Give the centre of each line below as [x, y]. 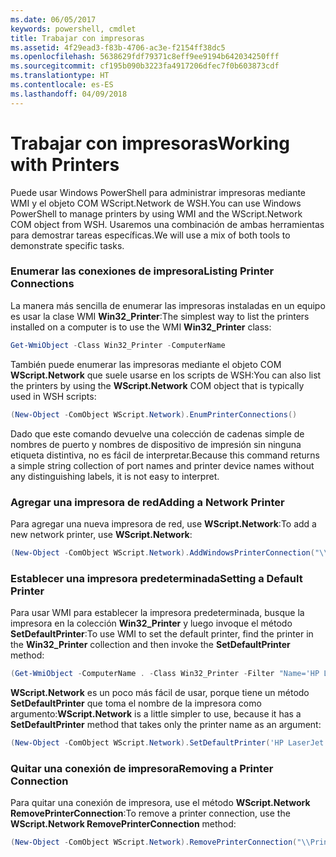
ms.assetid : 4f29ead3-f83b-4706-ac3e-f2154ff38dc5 [118, 47]
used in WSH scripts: [53, 396]
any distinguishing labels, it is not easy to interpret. [115, 476]
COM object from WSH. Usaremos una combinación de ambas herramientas [167, 224]
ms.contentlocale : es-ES [62, 85]
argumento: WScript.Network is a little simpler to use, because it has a [156, 713]
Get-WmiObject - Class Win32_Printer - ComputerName [118, 345]
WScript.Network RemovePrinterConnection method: [123, 824]
